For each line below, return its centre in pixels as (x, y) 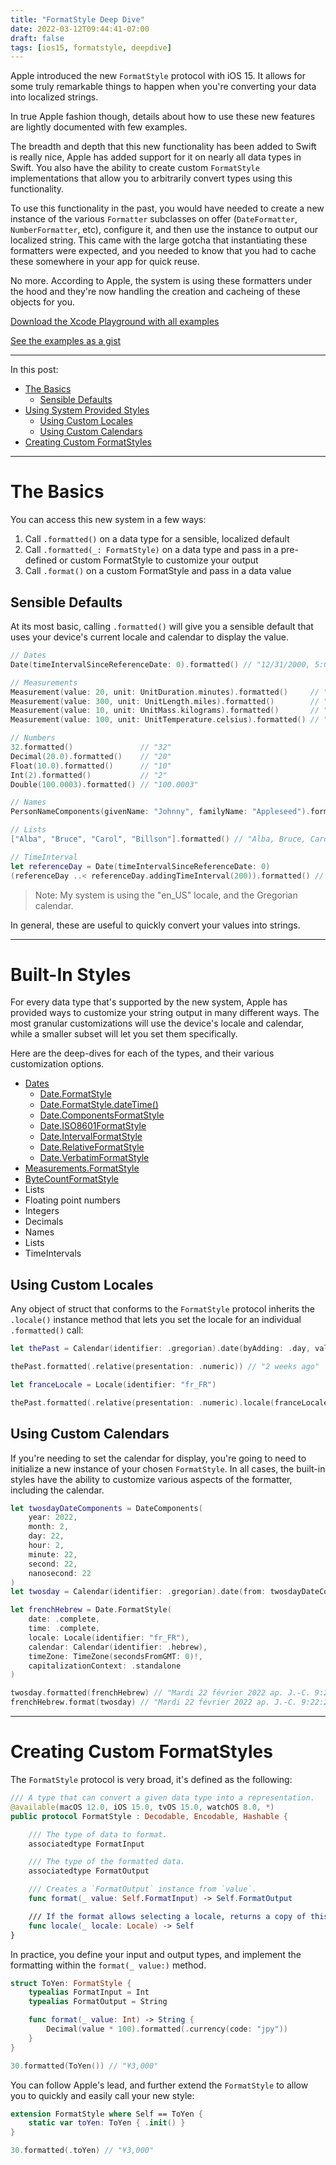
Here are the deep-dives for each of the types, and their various (142, 1053)
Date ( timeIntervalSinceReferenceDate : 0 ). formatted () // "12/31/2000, (160, 664)
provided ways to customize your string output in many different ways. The (165, 1013)
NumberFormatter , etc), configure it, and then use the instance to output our (164, 230)
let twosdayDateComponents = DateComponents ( (106, 1508)
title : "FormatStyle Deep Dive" (77, 19)
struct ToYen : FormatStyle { (71, 1983)
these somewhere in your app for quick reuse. (105, 262)
